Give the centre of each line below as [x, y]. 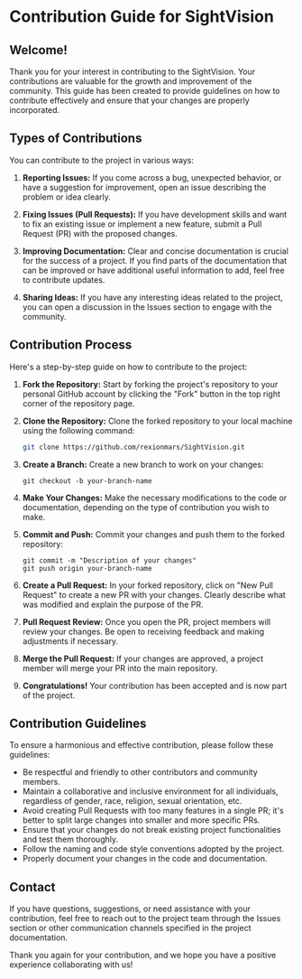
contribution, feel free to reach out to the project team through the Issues [145, 918]
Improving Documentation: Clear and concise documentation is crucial [155, 251]
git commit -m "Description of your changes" [109, 560]
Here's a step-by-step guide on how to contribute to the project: [128, 367]
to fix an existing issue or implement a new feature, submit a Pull [142, 224]
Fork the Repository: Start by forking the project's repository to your [150, 384]
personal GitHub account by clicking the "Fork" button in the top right [151, 394]
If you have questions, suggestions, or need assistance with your [130, 909]
